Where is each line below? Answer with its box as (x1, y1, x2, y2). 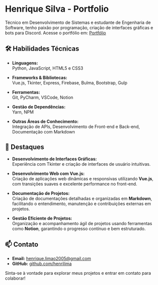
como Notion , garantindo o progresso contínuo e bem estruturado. (12, 226, 146, 231)
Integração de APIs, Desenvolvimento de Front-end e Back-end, (12, 123, 140, 130)
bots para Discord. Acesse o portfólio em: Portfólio (5, 30, 106, 36)
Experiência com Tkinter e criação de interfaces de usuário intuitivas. (12, 161, 151, 167)
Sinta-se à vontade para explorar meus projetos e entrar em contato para (5, 270, 151, 276)
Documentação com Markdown (12, 129, 75, 134)
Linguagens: (12, 60, 38, 66)
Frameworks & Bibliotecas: (12, 75, 67, 80)
